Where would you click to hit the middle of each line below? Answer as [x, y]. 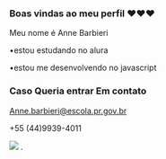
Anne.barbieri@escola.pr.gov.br [68, 110]
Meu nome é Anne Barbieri [59, 33]
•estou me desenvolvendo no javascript [83, 68]
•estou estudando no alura [59, 50]
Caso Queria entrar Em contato [78, 91]
